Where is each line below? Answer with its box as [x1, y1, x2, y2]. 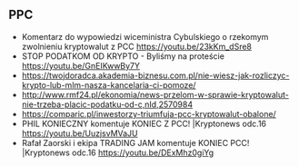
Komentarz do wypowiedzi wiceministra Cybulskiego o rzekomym [21, 31, 269, 42]
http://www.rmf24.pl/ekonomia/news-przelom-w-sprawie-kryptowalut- [21, 89, 290, 100]
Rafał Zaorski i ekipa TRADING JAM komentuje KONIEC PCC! [21, 137, 250, 148]
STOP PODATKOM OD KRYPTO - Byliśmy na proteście [21, 50, 224, 62]
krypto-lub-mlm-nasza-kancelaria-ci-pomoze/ [21, 79, 196, 90]
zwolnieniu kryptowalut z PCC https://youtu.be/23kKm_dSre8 [21, 41, 252, 52]
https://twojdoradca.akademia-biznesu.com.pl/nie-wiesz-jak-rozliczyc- [21, 70, 290, 81]
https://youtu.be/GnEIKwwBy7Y [21, 60, 141, 71]
